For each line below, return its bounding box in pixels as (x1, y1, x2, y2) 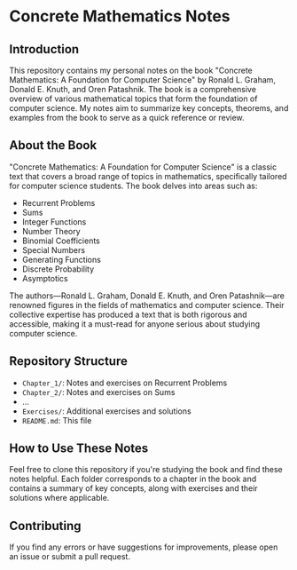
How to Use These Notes (9, 441, 149, 456)
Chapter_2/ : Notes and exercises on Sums (21, 386, 176, 397)
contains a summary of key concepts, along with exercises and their (9, 483, 259, 494)
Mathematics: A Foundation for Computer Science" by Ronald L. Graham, (9, 75, 277, 85)
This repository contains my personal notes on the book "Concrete (9, 65, 253, 75)
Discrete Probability (21, 264, 95, 274)
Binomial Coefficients (21, 235, 100, 246)
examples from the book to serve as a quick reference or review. (9, 113, 246, 123)
